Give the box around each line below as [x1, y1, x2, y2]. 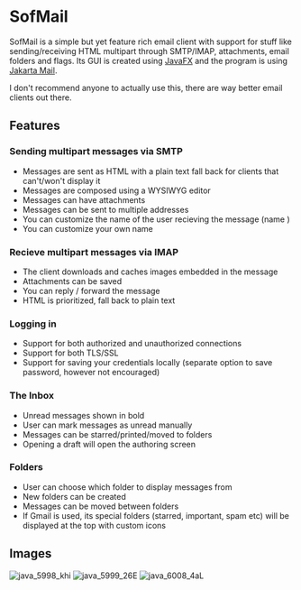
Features [9, 118, 60, 134]
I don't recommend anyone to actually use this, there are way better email [9, 82, 283, 93]
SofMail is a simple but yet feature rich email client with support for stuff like [9, 36, 293, 47]
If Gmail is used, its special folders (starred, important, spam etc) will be [22, 510, 290, 521]
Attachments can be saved [22, 275, 123, 286]
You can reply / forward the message [22, 285, 160, 296]
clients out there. [9, 92, 72, 103]
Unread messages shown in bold [22, 410, 145, 420]
